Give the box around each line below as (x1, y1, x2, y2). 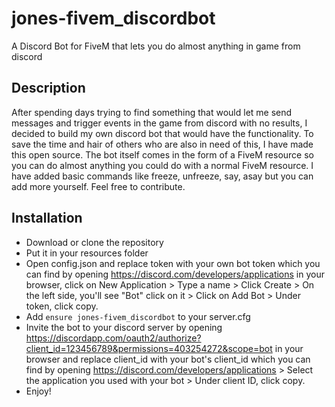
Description (11, 80, 86, 97)
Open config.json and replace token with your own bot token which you (25, 257, 321, 269)
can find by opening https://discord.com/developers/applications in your (25, 268, 325, 280)
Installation (11, 210, 83, 227)
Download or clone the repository (25, 236, 164, 248)
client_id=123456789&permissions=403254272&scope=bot (25, 342, 273, 354)
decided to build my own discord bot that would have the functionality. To (11, 127, 314, 139)
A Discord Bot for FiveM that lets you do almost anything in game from (11, 40, 301, 52)
